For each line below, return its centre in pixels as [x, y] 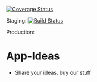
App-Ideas [33, 56]
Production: [20, 32]
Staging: [16, 20]
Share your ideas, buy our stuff [53, 72]
